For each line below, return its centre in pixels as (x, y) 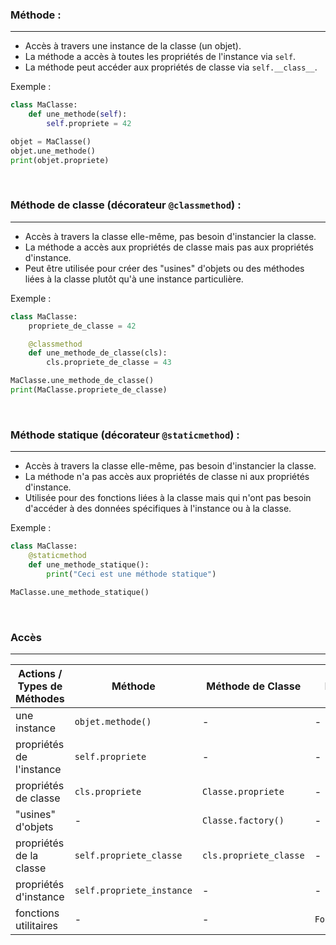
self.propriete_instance (133, 890)
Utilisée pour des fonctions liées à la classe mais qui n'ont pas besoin (168, 498)
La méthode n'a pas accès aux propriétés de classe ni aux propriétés (167, 477)
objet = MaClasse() (51, 141)
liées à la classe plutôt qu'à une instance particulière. (134, 279)
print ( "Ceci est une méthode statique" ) (131, 574)
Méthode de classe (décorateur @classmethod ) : (126, 205)
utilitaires (37, 925)
